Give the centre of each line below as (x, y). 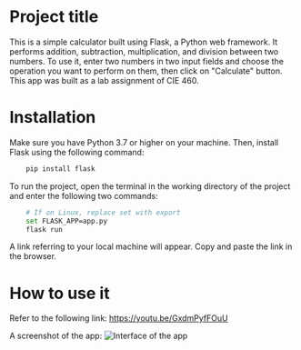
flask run (45, 229)
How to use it (60, 293)
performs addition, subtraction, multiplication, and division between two (144, 51)
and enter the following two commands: (84, 195)
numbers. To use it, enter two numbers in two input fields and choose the (147, 61)
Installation (53, 118)
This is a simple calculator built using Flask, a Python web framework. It (144, 42)
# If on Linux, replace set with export (103, 212)
